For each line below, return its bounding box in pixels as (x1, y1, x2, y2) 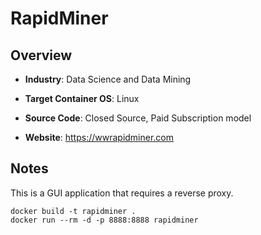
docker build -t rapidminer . (10, 206, 137, 216)
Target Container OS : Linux (24, 93, 140, 104)
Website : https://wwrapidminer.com (24, 132, 175, 143)
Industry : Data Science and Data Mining (24, 73, 192, 85)
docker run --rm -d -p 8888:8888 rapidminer (10, 215, 199, 225)
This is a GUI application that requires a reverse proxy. (10, 187, 234, 199)
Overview (10, 47, 73, 64)
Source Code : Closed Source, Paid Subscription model (24, 112, 252, 124)
